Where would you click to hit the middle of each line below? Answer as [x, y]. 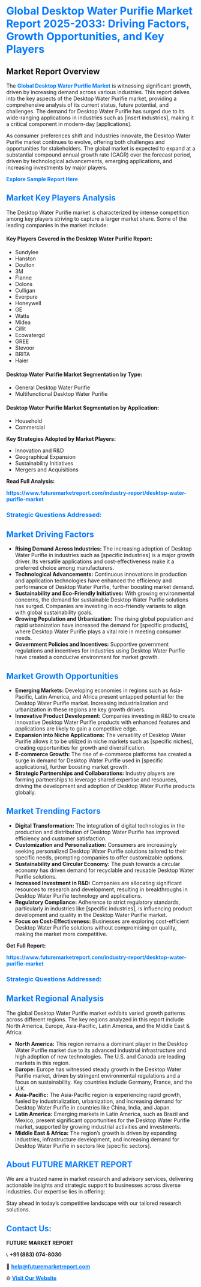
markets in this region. [42, 1063]
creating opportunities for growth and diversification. [80, 747]
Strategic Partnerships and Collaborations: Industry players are [95, 773]
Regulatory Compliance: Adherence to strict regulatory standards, [97, 902]
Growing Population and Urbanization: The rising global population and [104, 619]
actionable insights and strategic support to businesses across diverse [94, 1185]
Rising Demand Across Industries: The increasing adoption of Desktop [103, 549]
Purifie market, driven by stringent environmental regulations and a [97, 1075]
